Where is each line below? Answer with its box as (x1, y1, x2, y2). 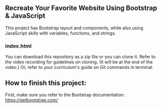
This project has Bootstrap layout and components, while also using (5, 25, 144, 31)
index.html (5, 42, 32, 49)
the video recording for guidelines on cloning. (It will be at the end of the (5, 59, 153, 65)
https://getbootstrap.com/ (5, 97, 58, 103)
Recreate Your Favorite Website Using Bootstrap (5, 4, 158, 12)
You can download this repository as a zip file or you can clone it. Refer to (5, 54, 156, 60)
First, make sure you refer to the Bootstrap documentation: (5, 92, 125, 98)
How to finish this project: (5, 79, 87, 87)
